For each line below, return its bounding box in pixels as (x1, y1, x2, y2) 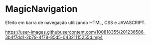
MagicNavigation (5, 3, 78, 15)
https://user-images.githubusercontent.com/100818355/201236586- (5, 29, 146, 35)
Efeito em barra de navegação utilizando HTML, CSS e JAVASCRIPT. (5, 20, 146, 25)
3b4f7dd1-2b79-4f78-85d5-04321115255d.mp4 (5, 34, 103, 40)
